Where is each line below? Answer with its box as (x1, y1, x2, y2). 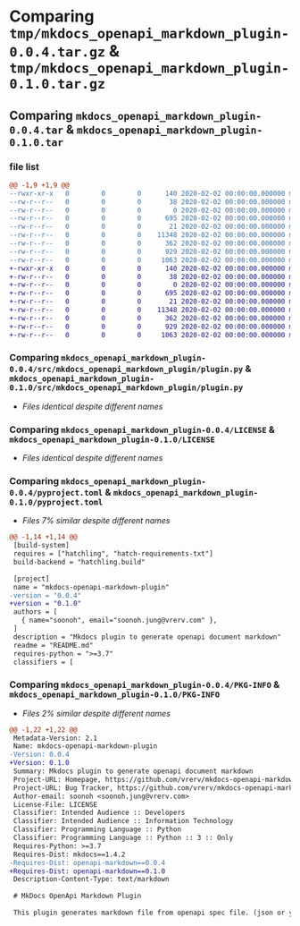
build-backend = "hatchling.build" (12, 557, 146, 567)
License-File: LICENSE (12, 800, 98, 809)
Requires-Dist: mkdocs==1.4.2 (12, 850, 126, 859)
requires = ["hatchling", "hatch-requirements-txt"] (12, 549, 214, 558)
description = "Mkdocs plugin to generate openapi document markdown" (12, 633, 281, 641)
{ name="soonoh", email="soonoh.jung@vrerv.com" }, (21, 616, 218, 625)
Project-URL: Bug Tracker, (12, 783, 114, 793)
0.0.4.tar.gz (9, 44, 105, 61)
